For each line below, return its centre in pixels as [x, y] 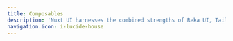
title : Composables [35, 14]
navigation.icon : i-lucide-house [55, 26]
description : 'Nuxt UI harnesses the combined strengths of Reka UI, [110, 20]
